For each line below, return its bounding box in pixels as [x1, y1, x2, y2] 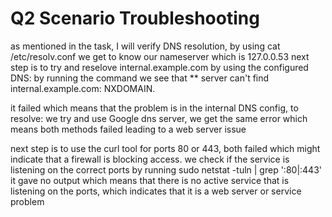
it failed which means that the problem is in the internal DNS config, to [10, 102, 299, 114]
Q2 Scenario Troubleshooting [10, 7, 260, 30]
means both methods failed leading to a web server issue [10, 123, 247, 135]
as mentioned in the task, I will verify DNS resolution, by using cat [10, 40, 281, 52]
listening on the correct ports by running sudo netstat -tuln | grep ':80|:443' [10, 163, 322, 176]
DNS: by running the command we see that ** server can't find [10, 72, 270, 84]
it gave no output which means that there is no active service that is [10, 174, 290, 186]
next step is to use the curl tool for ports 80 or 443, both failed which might [10, 142, 321, 154]
